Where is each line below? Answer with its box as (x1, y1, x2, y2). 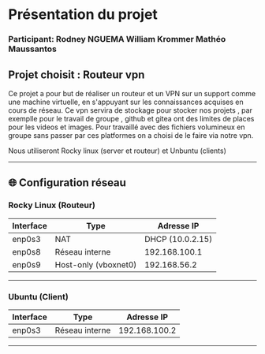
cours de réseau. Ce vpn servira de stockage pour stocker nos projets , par (8, 105, 252, 115)
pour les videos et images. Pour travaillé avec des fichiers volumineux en (8, 122, 245, 132)
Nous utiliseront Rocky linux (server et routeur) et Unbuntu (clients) (8, 146, 227, 155)
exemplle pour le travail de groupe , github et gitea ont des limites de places (8, 114, 255, 123)
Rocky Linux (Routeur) (8, 199, 96, 211)
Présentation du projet (8, 6, 158, 24)
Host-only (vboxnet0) (54, 259, 137, 270)
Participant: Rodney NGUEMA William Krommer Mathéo (8, 34, 226, 45)
